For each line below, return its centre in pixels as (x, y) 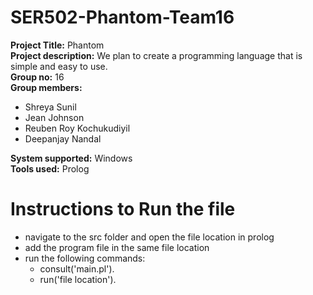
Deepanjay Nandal (63, 138)
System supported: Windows (71, 158)
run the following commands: (85, 258)
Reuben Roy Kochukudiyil (77, 128)
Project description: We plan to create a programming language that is (156, 55)
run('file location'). (78, 279)
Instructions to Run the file (123, 209)
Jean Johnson (54, 117)
